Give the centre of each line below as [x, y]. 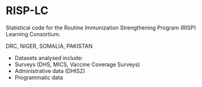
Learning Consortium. [33, 34]
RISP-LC [27, 11]
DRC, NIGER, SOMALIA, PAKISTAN [49, 46]
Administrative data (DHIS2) [50, 70]
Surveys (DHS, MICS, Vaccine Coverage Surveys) [77, 64]
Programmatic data [39, 77]
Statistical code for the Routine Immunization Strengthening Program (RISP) [101, 28]
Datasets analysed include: [49, 58]
